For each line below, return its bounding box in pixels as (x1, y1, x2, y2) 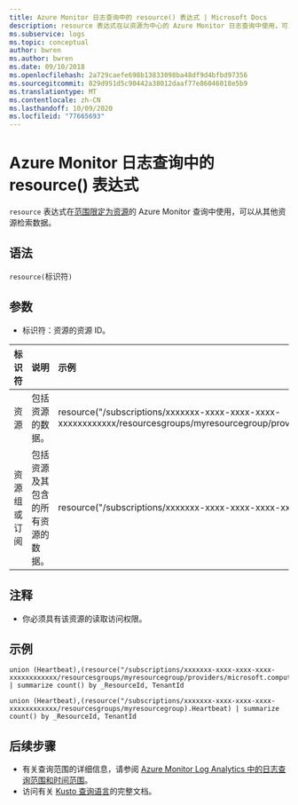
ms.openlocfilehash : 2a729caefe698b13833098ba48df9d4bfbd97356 (9, 71, 248, 80)
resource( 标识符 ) (9, 271, 73, 281)
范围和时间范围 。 (29, 775, 93, 785)
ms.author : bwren (9, 54, 74, 63)
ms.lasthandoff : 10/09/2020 (9, 104, 114, 113)
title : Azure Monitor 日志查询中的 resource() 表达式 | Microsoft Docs (9, 12, 268, 22)
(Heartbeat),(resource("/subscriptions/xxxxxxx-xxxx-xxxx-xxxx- (32, 697, 276, 706)
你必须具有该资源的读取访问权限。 (21, 613, 147, 624)
